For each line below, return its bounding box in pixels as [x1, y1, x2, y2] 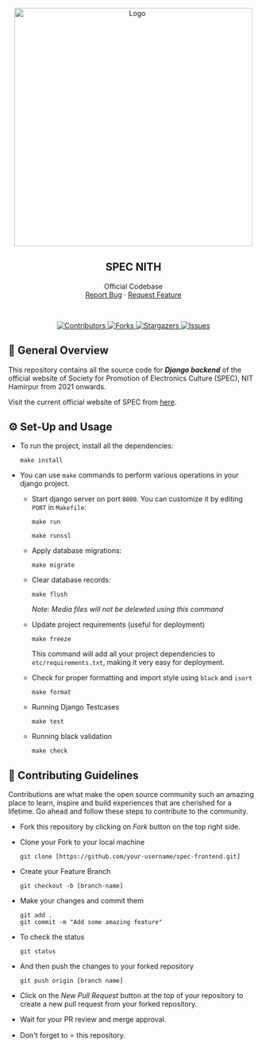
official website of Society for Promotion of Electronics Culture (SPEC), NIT [8, 373, 254, 383]
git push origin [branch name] [19, 977, 124, 985]
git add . [19, 911, 53, 919]
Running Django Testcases [31, 702, 120, 712]
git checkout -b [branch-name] [19, 882, 124, 890]
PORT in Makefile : [31, 503, 87, 512]
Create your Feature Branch [19, 867, 111, 876]
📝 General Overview [8, 344, 109, 358]
